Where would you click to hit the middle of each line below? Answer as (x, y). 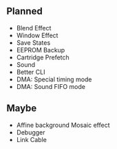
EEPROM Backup (41, 50)
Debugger (31, 132)
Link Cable (32, 139)
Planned (24, 11)
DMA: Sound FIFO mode (51, 86)
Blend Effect (34, 28)
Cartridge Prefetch (43, 57)
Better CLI (31, 72)
